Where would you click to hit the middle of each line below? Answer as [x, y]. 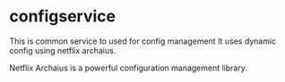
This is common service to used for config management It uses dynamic [143, 41]
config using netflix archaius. [63, 50]
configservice [63, 16]
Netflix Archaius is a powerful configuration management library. [129, 68]
